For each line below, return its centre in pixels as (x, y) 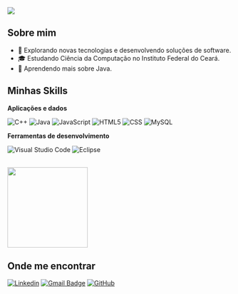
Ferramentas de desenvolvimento (58, 136)
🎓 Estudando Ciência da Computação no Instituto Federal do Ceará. (119, 58)
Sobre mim (32, 33)
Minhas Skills (38, 91)
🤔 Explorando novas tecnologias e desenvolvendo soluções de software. (124, 50)
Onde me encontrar (52, 267)
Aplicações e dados (37, 108)
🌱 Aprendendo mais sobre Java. (65, 69)
